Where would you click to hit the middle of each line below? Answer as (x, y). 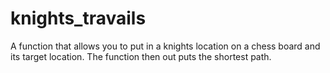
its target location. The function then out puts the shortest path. (141, 56)
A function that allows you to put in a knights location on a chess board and (165, 46)
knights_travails (78, 18)
